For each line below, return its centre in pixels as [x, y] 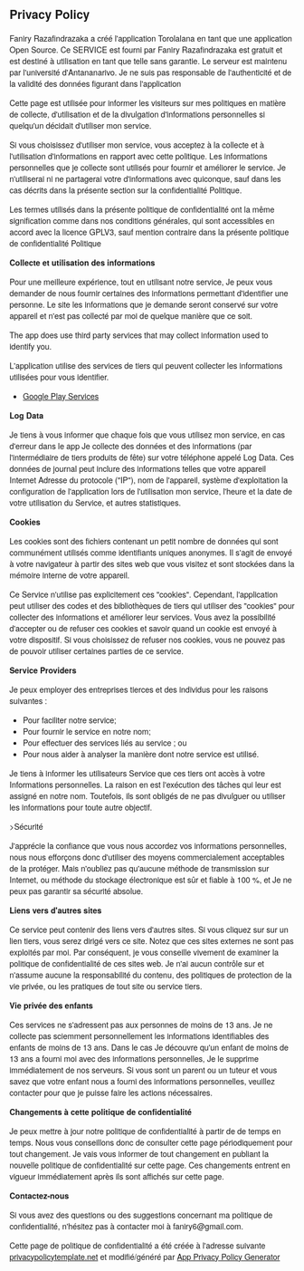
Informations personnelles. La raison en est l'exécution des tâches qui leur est [146, 785]
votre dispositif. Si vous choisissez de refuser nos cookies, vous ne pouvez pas [147, 640]
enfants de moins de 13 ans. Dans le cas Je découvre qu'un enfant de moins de [149, 1047]
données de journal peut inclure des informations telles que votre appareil [138, 468]
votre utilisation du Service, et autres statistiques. [95, 502]
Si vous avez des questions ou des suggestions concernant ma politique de [141, 1215]
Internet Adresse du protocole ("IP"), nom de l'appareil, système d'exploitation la [148, 479]
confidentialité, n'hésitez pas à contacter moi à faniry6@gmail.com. [127, 1226]
